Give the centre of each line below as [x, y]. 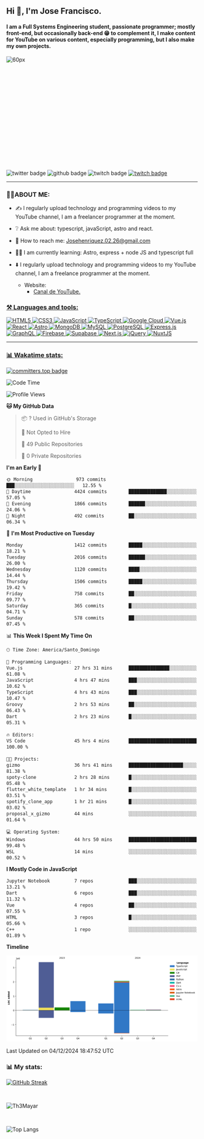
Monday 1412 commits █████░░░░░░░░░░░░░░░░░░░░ [102, 545]
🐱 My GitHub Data [30, 406]
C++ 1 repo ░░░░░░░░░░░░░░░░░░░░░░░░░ [102, 930]
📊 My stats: [24, 1067]
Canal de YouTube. [57, 291]
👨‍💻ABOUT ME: [28, 194]
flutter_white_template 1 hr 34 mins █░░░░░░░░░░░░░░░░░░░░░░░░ [102, 789]
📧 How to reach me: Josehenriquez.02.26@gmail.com [83, 241]
